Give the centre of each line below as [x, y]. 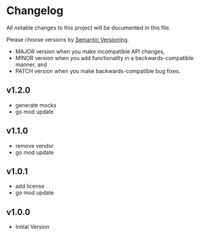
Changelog [35, 11]
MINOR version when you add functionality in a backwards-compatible [104, 58]
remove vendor [34, 145]
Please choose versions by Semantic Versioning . [68, 39]
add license [30, 186]
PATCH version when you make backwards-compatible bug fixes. [98, 71]
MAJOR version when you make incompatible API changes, [90, 51]
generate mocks [36, 105]
